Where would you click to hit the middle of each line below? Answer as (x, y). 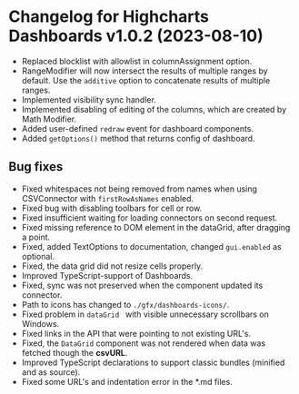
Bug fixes (36, 167)
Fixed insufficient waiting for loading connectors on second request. (149, 217)
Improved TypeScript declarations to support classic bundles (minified (153, 362)
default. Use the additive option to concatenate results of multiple (146, 80)
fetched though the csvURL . (75, 352)
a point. (36, 237)
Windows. (40, 323)
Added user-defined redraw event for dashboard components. (138, 128)
